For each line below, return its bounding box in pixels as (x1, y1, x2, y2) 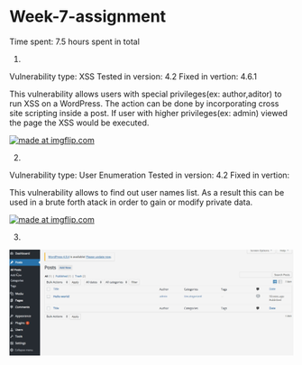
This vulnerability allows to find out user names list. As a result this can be (9, 187, 285, 197)
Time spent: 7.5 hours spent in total (9, 36, 140, 47)
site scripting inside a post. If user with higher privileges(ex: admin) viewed (9, 107, 288, 118)
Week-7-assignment (9, 6, 167, 27)
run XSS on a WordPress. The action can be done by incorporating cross (9, 97, 279, 109)
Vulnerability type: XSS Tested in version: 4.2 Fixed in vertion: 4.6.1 (9, 70, 257, 82)
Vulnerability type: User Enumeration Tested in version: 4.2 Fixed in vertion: (9, 169, 290, 180)
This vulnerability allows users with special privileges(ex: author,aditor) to (9, 88, 282, 99)
